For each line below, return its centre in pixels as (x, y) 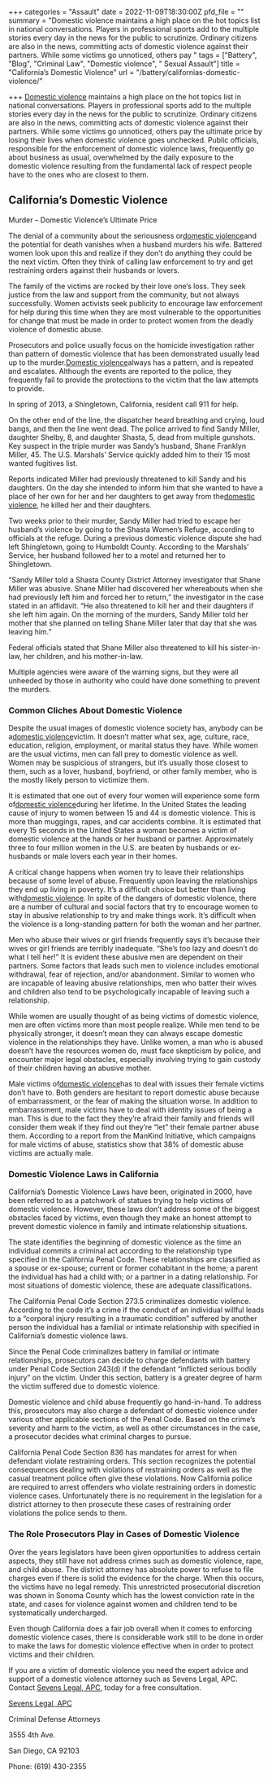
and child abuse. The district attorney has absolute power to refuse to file (131, 1569)
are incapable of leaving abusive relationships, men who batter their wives (133, 983)
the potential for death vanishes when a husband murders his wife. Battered (135, 244)
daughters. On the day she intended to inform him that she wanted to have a (136, 487)
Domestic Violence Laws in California (84, 1174)
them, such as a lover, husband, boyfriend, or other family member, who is (133, 771)
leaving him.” (30, 631)
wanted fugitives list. (43, 463)
